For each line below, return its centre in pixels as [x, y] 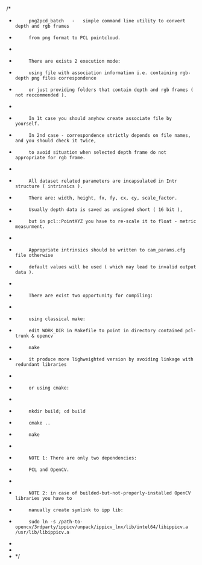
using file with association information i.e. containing [103, 73]
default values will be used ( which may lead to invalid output [112, 267]
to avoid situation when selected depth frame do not [98, 153]
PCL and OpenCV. [49, 470]
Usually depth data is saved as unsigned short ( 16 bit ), [106, 210]
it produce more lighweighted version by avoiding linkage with [111, 359]
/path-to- [71, 522]
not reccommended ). [41, 95]
